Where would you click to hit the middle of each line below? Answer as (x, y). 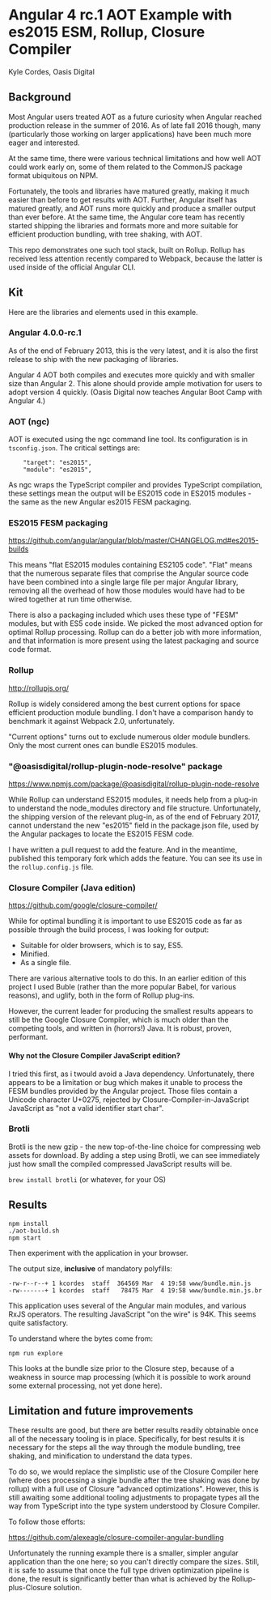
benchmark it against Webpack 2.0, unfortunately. (92, 721)
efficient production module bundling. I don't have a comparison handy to (131, 712)
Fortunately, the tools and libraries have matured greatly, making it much (129, 191)
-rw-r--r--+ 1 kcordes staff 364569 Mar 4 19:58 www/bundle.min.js (130, 1283)
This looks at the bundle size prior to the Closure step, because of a (121, 1368)
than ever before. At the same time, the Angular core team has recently (127, 217)
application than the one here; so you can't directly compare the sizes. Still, (134, 1562)
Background (40, 98)
